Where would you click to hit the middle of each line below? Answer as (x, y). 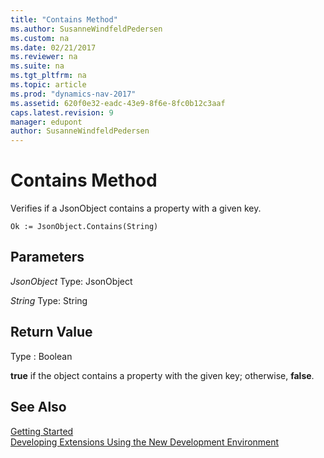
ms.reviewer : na (44, 57)
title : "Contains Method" (64, 19)
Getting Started (42, 431)
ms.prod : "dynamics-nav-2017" (73, 94)
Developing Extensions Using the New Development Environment (145, 442)
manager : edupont (46, 122)
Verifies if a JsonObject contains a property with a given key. (136, 208)
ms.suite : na (37, 66)
